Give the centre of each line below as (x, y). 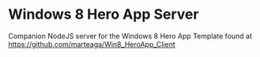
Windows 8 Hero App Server (104, 14)
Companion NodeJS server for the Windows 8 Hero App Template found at (130, 36)
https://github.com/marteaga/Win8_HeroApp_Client (92, 44)
